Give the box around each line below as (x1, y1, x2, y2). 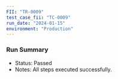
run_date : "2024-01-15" (6, 20, 66, 26)
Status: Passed (14, 59, 52, 66)
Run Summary (6, 46, 49, 54)
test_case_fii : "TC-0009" (6, 14, 71, 21)
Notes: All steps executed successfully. (14, 66, 112, 73)
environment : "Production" (6, 25, 74, 32)
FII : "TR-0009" (6, 8, 44, 15)
